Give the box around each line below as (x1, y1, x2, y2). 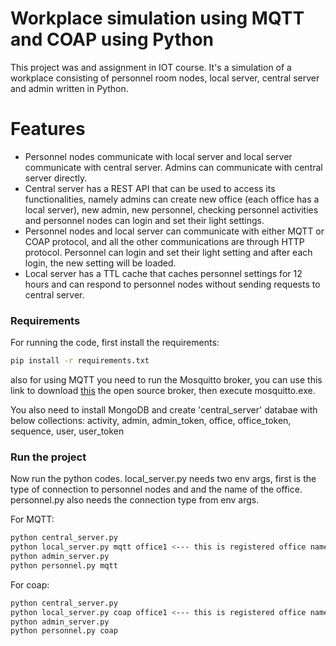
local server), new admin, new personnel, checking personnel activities (24, 203, 319, 216)
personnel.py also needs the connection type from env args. (10, 494, 260, 506)
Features (10, 118, 86, 141)
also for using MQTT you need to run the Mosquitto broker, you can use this (10, 374, 323, 386)
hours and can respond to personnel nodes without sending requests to (24, 278, 321, 290)
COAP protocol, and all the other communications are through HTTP (24, 235, 305, 247)
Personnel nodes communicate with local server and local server (24, 150, 293, 162)
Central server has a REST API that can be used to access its (24, 182, 276, 194)
